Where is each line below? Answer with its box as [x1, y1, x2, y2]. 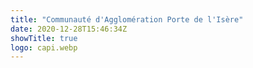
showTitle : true [10, 33, 78, 43]
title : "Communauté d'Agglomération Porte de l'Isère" [10, 14, 244, 25]
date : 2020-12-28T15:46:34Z [10, 24, 128, 34]
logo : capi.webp [10, 42, 78, 53]
